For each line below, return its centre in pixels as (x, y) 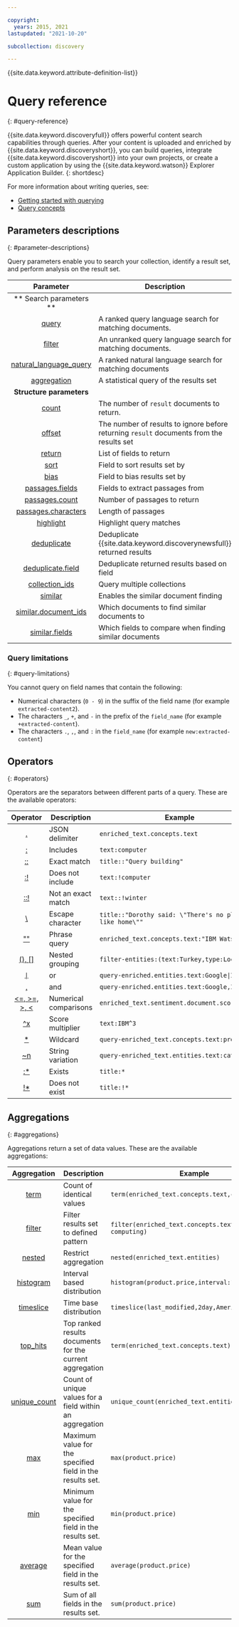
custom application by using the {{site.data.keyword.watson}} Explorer (111, 165)
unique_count (34, 1401)
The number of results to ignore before (163, 424)
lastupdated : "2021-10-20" (47, 33)
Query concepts (41, 208)
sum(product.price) (143, 1604)
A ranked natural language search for (160, 360)
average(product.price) (151, 1565)
